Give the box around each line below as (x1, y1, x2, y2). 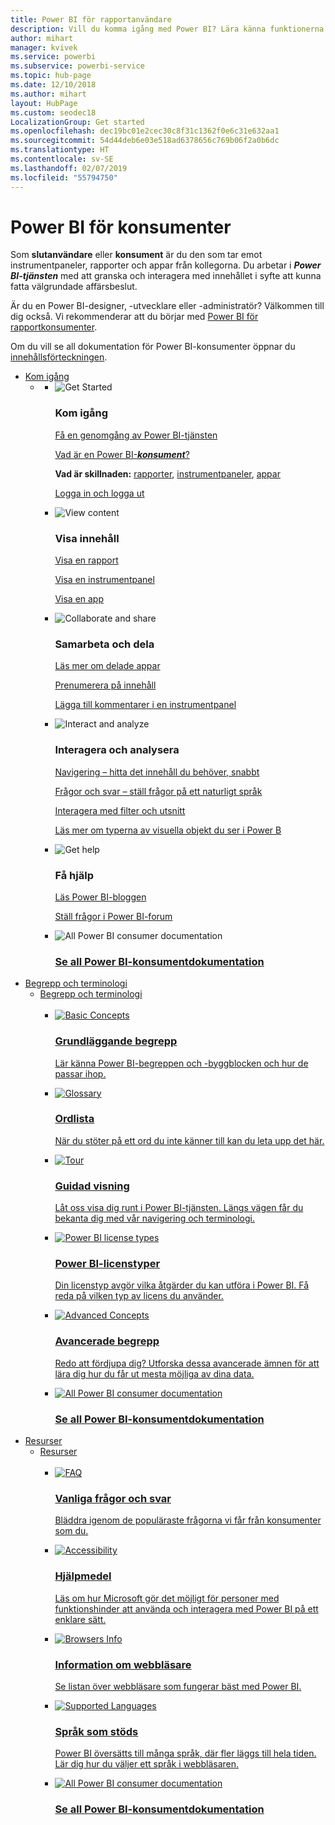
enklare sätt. (54, 1613, 107, 1625)
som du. (54, 1525, 89, 1537)
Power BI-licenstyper (54, 1257, 161, 1271)
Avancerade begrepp (54, 1334, 160, 1348)
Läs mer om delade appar (54, 660, 161, 672)
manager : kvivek (10, 42, 78, 53)
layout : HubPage (10, 98, 78, 108)
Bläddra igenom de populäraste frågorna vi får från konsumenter (54, 1514, 322, 1526)
